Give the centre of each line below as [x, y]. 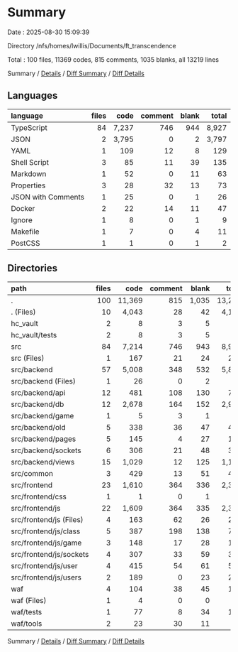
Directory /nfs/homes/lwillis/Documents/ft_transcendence [92, 45]
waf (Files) [29, 600]
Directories [33, 268]
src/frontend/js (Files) [47, 519]
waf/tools [27, 624]
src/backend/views [43, 462]
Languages [33, 96]
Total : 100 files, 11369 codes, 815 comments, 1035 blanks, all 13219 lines [113, 59]
